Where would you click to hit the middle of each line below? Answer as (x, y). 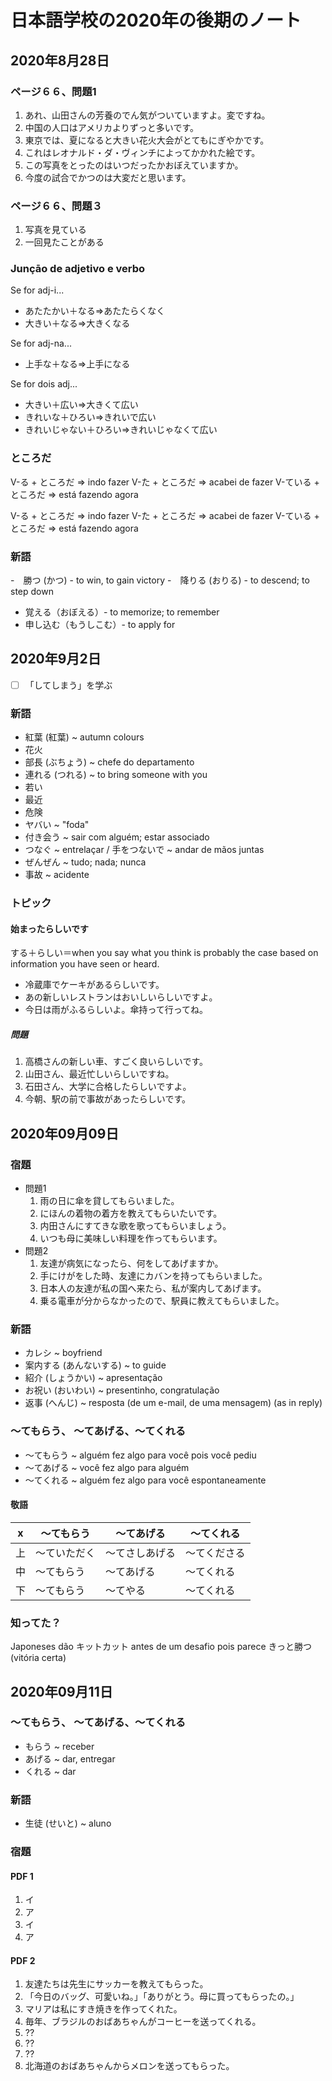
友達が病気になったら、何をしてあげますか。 (131, 1263)
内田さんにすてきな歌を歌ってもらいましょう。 (135, 1226)
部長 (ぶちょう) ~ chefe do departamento (109, 762)
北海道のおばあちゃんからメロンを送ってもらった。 (129, 2066)
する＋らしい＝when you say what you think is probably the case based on (164, 953)
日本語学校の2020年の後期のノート (156, 20)
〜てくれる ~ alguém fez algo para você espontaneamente (145, 1480)
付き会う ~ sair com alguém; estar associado (117, 837)
